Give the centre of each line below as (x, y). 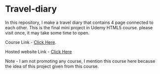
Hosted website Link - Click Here (39, 52)
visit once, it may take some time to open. (47, 33)
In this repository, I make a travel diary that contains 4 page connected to (79, 22)
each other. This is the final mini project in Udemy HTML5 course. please (79, 27)
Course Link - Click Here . (31, 42)
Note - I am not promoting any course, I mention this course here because (80, 61)
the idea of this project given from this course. (52, 66)
